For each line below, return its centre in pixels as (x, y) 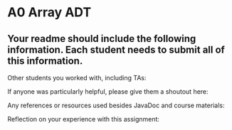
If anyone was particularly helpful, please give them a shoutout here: (108, 92)
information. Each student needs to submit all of (116, 49)
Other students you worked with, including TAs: (77, 78)
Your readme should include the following (102, 39)
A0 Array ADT (49, 12)
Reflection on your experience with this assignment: (84, 119)
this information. (45, 61)
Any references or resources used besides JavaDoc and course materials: (116, 105)
